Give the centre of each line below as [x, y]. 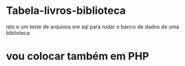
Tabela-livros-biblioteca [66, 11]
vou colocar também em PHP [78, 56]
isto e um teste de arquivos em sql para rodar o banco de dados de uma [93, 27]
